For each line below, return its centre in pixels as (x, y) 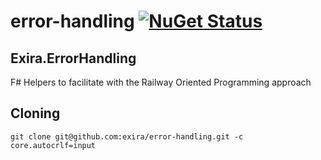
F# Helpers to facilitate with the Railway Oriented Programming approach (161, 82)
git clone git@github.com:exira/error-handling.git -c (127, 136)
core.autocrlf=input (53, 145)
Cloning (35, 113)
